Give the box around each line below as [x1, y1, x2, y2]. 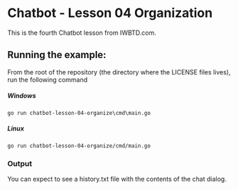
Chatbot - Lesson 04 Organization [7, 5, 213, 21]
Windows [7, 91, 37, 100]
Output [7, 158, 33, 168]
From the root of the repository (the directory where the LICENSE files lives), [7, 67, 231, 76]
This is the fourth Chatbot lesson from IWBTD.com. [7, 28, 156, 37]
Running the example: [7, 49, 107, 61]
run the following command [7, 75, 88, 84]
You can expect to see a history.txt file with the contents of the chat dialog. [7, 174, 227, 183]
